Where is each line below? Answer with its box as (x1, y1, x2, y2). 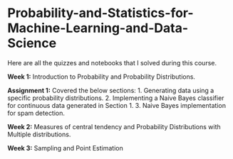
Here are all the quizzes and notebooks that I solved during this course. (7, 58, 217, 67)
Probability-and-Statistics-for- (7, 5, 194, 21)
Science (7, 35, 57, 51)
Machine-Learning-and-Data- (7, 20, 189, 36)
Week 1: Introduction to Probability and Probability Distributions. (7, 72, 196, 81)
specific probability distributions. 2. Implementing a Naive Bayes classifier (7, 94, 224, 102)
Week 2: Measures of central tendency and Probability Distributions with (7, 122, 221, 131)
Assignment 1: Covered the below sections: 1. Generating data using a (7, 86, 214, 94)
